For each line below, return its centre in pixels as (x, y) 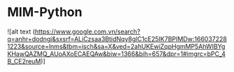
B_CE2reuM (24, 61)
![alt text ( (21, 31)
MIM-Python (45, 12)
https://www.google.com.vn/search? (88, 31)
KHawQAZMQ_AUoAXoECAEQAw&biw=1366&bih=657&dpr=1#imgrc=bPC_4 (117, 54)
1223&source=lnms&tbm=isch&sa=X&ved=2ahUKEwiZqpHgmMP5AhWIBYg (116, 46)
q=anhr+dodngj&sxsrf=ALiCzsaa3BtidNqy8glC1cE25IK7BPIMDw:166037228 (117, 38)
